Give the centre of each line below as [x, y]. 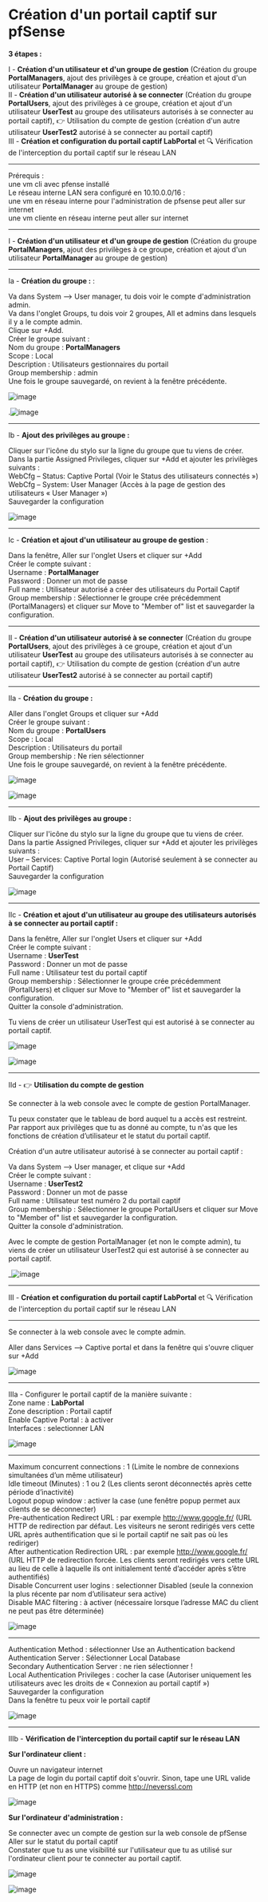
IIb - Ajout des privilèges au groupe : [70, 818]
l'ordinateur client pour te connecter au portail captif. [95, 1858]
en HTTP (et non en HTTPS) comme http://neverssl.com [100, 1786]
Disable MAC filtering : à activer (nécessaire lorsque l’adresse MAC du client [134, 1602]
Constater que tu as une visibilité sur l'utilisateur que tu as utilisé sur [120, 1849]
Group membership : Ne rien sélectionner [77, 755]
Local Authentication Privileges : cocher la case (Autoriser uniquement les [130, 1674]
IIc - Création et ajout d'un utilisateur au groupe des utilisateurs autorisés [132, 914]
